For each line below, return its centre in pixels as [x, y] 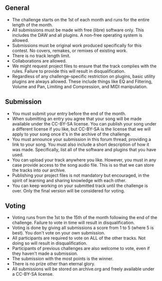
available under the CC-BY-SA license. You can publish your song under [84, 124]
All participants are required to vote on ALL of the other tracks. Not [79, 238]
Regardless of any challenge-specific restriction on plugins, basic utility [83, 76]
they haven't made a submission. [45, 253]
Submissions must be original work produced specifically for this [77, 45]
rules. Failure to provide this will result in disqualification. [69, 71]
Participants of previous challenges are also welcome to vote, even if [81, 249]
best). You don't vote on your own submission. [58, 233]
